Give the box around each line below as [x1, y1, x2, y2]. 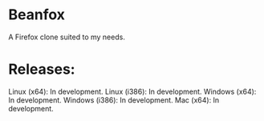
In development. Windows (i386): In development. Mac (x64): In [8, 95, 220, 105]
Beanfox [8, 6, 66, 24]
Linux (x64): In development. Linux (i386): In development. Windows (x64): [8, 87, 257, 96]
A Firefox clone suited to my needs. [8, 32, 126, 42]
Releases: [8, 60, 75, 79]
